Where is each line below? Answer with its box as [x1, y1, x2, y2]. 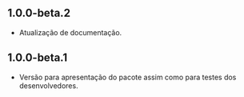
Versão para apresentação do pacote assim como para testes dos [18, 72, 237, 82]
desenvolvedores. [18, 80, 78, 91]
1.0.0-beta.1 [7, 51, 68, 65]
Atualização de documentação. [18, 27, 122, 37]
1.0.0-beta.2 [7, 6, 71, 20]
